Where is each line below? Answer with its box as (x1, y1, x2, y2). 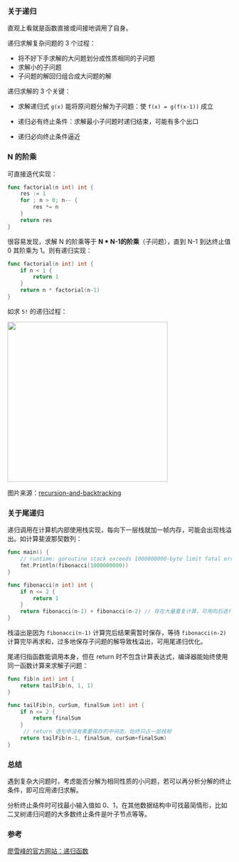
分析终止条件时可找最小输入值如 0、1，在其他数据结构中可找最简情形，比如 (7, 801, 228, 809)
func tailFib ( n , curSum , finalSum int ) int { (7, 701, 144, 709)
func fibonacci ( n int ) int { (7, 582, 94, 589)
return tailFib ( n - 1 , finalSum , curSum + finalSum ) (20, 735, 167, 742)
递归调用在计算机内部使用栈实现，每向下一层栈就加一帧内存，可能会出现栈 (7, 525, 225, 535)
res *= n (33, 204, 59, 211)
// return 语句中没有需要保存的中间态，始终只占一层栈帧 (23, 728, 172, 735)
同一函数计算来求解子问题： (7, 661, 89, 670)
